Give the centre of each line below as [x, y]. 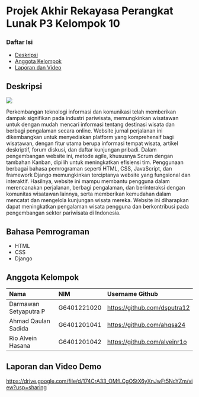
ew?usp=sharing [27, 387]
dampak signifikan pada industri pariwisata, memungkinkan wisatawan [92, 118]
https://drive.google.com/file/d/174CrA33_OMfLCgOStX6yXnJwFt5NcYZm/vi [99, 381]
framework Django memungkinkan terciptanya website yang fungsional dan [98, 175]
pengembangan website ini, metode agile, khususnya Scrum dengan [90, 156]
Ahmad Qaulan [30, 321]
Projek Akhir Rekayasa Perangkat [90, 11]
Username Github [133, 294]
